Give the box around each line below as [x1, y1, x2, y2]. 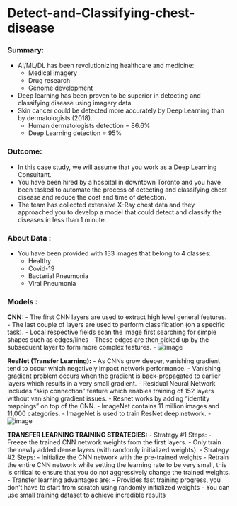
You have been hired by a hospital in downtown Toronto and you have [17, 178, 221, 186]
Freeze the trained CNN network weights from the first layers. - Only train [7, 438, 221, 447]
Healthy [28, 257, 52, 265]
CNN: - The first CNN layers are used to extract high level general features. [7, 313, 227, 321]
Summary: [7, 45, 45, 55]
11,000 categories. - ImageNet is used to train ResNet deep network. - [7, 409, 212, 418]
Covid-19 [28, 264, 55, 273]
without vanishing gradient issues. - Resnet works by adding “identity [7, 394, 210, 403]
